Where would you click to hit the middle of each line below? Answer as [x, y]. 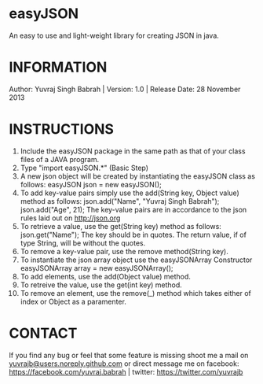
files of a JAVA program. [60, 159]
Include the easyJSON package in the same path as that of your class [133, 151]
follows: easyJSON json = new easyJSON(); [91, 184]
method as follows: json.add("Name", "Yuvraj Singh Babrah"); [120, 201]
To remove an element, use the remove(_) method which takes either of [136, 293]
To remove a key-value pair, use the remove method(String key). [124, 251]
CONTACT [43, 333]
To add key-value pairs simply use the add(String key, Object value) [130, 193]
